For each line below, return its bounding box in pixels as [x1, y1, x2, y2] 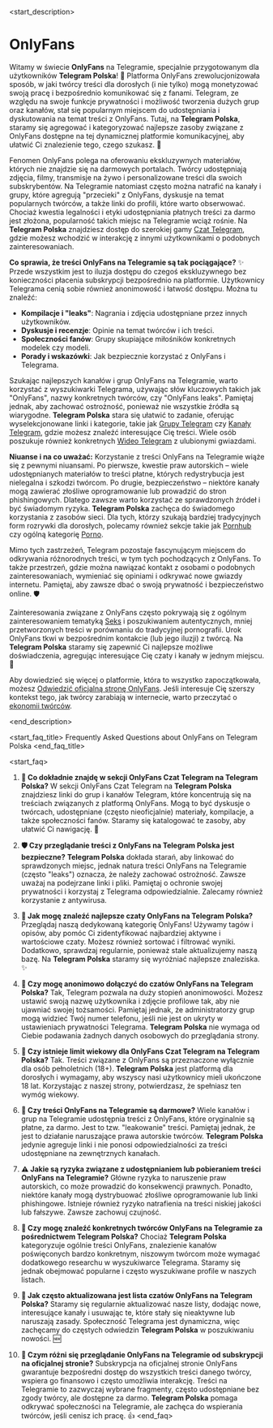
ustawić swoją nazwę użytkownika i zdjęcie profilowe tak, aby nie [20, 996, 240, 1006]
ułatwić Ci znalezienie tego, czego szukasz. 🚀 [9, 140, 162, 149]
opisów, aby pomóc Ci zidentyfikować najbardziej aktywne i [20, 928, 221, 938]
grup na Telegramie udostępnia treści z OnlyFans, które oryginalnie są [20, 1114, 255, 1124]
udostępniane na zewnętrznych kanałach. [20, 1148, 160, 1158]
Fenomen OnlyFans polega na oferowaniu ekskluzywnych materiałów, [9, 155, 242, 165]
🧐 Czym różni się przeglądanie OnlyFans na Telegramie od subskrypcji [20, 1349, 264, 1359]
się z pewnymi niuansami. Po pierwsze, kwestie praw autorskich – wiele [9, 460, 250, 470]
